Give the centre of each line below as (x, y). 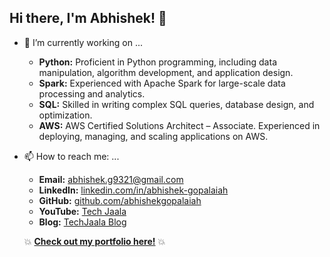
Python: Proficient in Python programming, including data (157, 62)
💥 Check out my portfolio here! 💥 (94, 241)
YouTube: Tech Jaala (82, 211)
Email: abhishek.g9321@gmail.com (111, 179)
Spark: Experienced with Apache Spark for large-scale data (162, 83)
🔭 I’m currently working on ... (83, 42)
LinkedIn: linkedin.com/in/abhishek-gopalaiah (133, 190)
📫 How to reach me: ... (71, 156)
